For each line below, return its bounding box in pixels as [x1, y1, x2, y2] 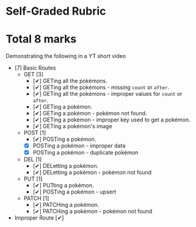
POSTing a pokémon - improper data [32, 142, 126, 150]
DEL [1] [23, 156, 42, 163]
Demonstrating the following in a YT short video [5, 52, 126, 60]
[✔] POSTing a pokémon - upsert [32, 188, 117, 196]
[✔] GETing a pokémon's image [32, 123, 112, 130]
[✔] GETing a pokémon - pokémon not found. [32, 110, 147, 117]
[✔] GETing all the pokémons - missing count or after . [32, 84, 169, 91]
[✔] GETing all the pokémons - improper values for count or [32, 90, 183, 98]
